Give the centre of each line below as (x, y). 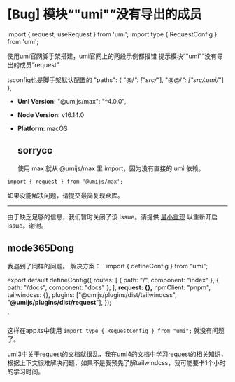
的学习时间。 (26, 371)
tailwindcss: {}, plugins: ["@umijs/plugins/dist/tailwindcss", (92, 294)
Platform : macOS (42, 128)
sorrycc (35, 150)
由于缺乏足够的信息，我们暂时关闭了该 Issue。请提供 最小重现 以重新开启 (113, 217)
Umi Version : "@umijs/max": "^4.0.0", (72, 101)
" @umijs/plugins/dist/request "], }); (59, 302)
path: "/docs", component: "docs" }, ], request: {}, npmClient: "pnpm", (109, 287)
